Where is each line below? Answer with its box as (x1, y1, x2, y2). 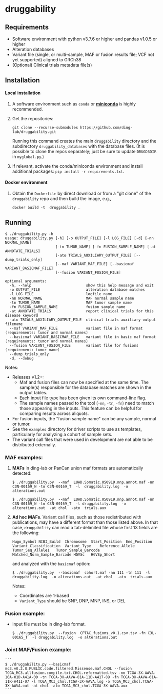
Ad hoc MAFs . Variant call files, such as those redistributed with (12, 514, 142, 520)
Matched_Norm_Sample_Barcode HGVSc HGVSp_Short (12, 552, 116, 557)
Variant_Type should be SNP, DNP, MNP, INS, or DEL (19, 597, 126, 604)
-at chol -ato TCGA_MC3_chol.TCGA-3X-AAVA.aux (31, 683, 128, 688)
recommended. (12, 106, 43, 112)
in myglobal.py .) (12, 154, 44, 159)
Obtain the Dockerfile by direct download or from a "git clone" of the (12, 190, 151, 196)
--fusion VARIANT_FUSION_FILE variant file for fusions (9, 343, 139, 348)
